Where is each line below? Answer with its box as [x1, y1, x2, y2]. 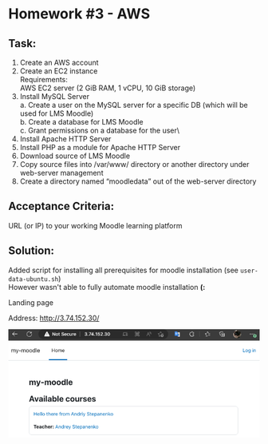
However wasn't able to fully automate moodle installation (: [8, 282, 206, 291]
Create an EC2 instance [19, 66, 98, 76]
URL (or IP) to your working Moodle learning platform [8, 220, 183, 230]
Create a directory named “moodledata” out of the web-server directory [19, 176, 257, 186]
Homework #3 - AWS [8, 5, 150, 23]
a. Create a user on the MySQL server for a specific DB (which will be [19, 101, 249, 109]
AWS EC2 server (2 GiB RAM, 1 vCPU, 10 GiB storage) [19, 83, 196, 93]
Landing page [8, 297, 54, 307]
